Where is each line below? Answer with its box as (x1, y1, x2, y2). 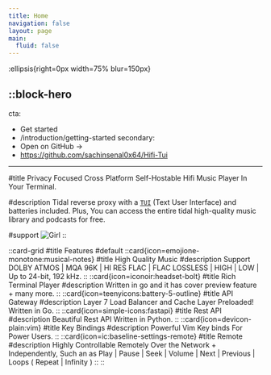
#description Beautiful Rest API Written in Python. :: (8, 314, 180, 323)
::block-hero (8, 87, 73, 101)
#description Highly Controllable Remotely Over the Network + (8, 340, 217, 349)
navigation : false (8, 19, 70, 27)
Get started (19, 124, 58, 134)
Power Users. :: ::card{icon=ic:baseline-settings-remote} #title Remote (8, 331, 244, 341)
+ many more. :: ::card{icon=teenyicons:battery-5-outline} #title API (8, 288, 234, 298)
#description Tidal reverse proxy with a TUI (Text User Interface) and (8, 197, 236, 206)
